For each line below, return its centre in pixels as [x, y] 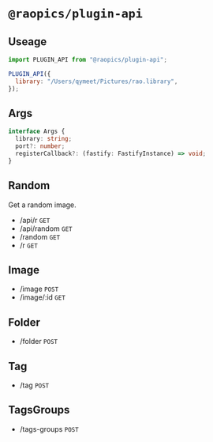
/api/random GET [46, 229]
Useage [28, 42]
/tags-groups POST [49, 429]
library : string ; [44, 139]
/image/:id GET [42, 297]
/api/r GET [35, 220]
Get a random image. [42, 205]
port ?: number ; [40, 146]
